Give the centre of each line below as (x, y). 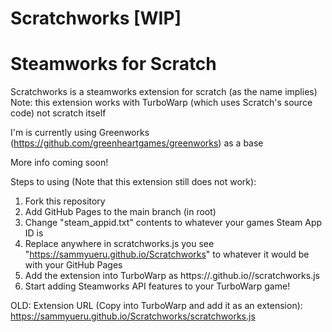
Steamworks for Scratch (113, 64)
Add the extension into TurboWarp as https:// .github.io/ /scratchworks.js (172, 276)
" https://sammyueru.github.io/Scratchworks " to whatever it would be (167, 254)
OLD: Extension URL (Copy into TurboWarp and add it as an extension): (156, 306)
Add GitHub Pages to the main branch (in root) (120, 212)
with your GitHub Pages (73, 265)
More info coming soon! (59, 163)
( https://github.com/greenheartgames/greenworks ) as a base (137, 143)
